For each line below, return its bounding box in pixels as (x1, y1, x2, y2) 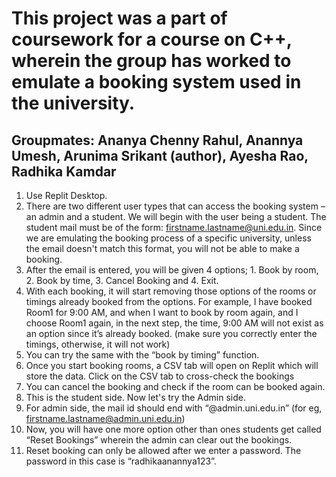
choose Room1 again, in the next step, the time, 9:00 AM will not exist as (25, 317, 324, 329)
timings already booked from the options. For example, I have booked (25, 296, 313, 307)
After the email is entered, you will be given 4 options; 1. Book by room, (25, 264, 319, 276)
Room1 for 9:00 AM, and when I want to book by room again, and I (25, 307, 299, 318)
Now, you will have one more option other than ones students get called (25, 423, 322, 435)
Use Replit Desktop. (25, 190, 108, 201)
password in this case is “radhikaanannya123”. (25, 455, 217, 467)
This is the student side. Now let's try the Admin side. (25, 392, 246, 403)
